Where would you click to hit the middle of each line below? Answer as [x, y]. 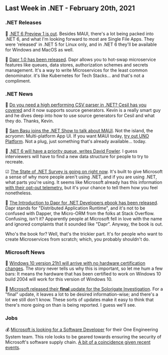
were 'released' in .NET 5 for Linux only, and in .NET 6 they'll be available [81, 44]
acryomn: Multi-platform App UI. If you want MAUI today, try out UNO [77, 136]
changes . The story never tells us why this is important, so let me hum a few [84, 268]
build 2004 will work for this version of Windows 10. [59, 279]
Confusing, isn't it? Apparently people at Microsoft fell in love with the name [84, 219]
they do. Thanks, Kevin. [30, 121]
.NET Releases [23, 23]
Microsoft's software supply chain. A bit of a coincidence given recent [78, 342]
